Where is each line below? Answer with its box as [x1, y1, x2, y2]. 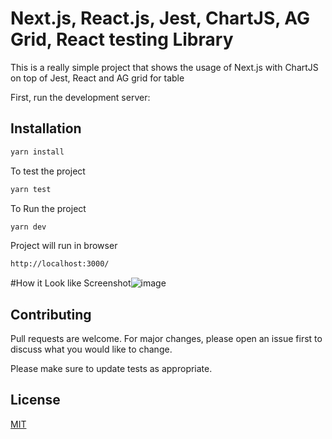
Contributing [10, 306, 92, 323]
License [10, 392, 61, 409]
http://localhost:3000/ [10, 259, 110, 269]
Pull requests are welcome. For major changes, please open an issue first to [10, 333, 323, 345]
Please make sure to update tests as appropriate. [10, 363, 213, 375]
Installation [10, 120, 82, 137]
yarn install [10, 147, 65, 157]
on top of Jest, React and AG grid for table [10, 72, 185, 84]
